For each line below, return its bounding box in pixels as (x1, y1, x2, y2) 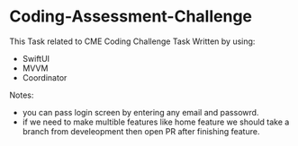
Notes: (9, 90, 34, 100)
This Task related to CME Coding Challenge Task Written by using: (9, 36, 256, 47)
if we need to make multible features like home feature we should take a (22, 116, 290, 127)
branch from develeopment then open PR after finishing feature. (22, 125, 260, 136)
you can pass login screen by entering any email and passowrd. (22, 107, 259, 117)
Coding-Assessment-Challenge (9, 6, 253, 27)
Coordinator (22, 72, 68, 82)
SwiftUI (22, 53, 50, 64)
